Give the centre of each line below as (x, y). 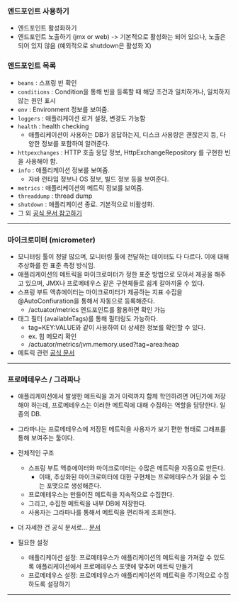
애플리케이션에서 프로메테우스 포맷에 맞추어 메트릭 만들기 (114, 567)
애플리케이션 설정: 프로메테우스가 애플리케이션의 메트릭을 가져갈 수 (120, 557)
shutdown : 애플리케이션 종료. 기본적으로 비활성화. (86, 204)
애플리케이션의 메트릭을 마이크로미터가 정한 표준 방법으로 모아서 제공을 (115, 274)
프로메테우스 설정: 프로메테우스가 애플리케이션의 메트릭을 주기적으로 (122, 575)
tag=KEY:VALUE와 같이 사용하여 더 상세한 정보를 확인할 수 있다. (117, 327)
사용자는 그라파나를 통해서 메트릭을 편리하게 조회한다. (102, 513)
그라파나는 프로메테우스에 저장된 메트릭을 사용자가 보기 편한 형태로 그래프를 (122, 429)
